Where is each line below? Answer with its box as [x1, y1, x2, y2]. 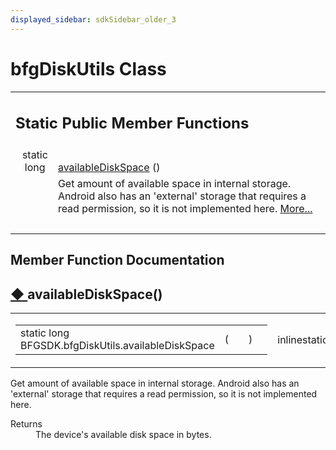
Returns [10, 418, 43, 430]
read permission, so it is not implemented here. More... [57, 202, 313, 216]
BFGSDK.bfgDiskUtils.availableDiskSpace [20, 339, 215, 353]
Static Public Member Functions [15, 114, 250, 133]
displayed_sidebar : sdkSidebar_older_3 [10, 14, 177, 25]
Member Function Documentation [10, 252, 225, 269]
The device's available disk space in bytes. [35, 429, 212, 441]
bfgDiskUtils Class [10, 57, 167, 80]
